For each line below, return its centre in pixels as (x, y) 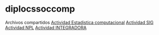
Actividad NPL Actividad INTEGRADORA (46, 27)
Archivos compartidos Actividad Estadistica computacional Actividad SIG (79, 22)
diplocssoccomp (40, 9)
